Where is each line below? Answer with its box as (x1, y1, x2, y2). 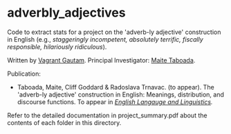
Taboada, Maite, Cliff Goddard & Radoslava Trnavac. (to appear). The (17, 83, 214, 91)
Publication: (7, 69, 41, 78)
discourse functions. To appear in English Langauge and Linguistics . (17, 97, 213, 106)
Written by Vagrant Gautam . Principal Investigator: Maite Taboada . (7, 56, 196, 64)
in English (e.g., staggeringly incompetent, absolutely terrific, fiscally (7, 35, 204, 43)
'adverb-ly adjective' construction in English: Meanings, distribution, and (17, 90, 225, 99)
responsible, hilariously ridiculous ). (7, 42, 107, 51)
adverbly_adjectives (7, 5, 126, 21)
